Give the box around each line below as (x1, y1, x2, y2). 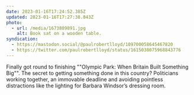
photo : (6, 19, 22, 25)
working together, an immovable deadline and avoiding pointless (6, 76, 164, 83)
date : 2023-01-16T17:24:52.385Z (6, 8, 86, 15)
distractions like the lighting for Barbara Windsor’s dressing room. (6, 82, 166, 89)
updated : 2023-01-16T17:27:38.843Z (6, 14, 94, 20)
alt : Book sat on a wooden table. (17, 31, 102, 37)
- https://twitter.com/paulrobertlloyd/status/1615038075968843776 (11, 47, 182, 53)
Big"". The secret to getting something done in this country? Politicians (6, 69, 179, 77)
